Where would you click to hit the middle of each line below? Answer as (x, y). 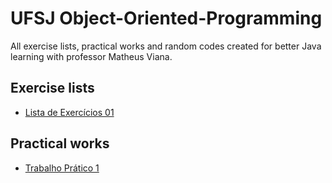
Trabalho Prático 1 (62, 168)
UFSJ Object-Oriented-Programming (166, 18)
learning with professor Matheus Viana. (91, 56)
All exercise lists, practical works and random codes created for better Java (166, 46)
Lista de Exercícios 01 (69, 112)
